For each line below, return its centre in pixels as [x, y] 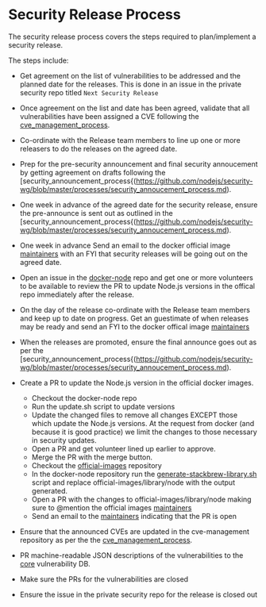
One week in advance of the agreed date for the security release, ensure [139, 205]
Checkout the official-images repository [97, 465]
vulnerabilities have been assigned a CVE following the [110, 116]
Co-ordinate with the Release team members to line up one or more [130, 140]
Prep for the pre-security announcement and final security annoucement [139, 163]
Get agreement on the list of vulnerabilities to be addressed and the [130, 75]
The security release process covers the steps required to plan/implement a [132, 36]
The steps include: [39, 60]
